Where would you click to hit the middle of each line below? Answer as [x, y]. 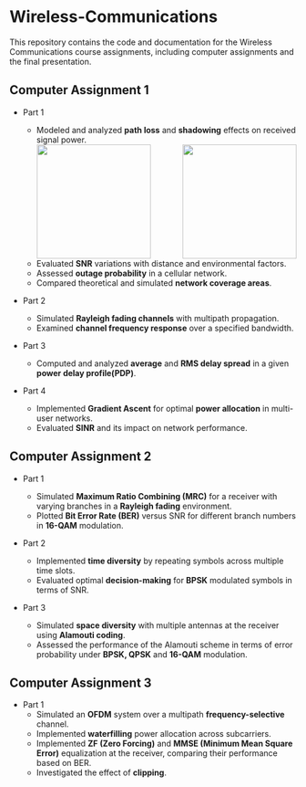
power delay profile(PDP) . [86, 373]
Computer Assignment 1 [79, 90]
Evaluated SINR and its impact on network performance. [142, 427]
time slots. [56, 570]
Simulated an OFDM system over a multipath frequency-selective [160, 715]
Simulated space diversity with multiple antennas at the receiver [158, 625]
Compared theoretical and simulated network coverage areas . [154, 283]
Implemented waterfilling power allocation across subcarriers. [153, 734]
